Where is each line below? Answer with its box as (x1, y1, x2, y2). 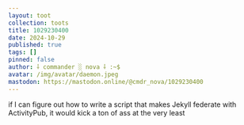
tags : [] (8, 48, 37, 56)
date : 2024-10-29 (8, 33, 66, 42)
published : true (8, 41, 62, 49)
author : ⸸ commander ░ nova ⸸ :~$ (8, 63, 120, 71)
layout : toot (8, 11, 51, 20)
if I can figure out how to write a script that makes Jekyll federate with (8, 100, 237, 109)
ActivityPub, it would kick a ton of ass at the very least (8, 108, 185, 117)
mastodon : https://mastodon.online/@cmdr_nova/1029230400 (8, 78, 204, 85)
